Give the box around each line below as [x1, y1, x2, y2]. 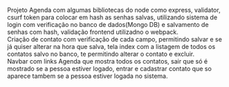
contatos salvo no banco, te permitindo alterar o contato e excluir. [7, 50, 195, 58]
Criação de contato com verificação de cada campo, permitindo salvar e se [7, 35, 223, 43]
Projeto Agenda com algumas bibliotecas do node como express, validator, [7, 6, 221, 14]
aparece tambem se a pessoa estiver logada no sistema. [7, 72, 168, 80]
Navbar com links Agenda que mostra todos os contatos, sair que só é [7, 57, 208, 65]
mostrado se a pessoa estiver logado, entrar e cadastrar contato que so [7, 65, 212, 72]
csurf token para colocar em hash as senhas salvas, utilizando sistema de [7, 13, 218, 21]
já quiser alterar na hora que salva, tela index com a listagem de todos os [7, 43, 216, 50]
